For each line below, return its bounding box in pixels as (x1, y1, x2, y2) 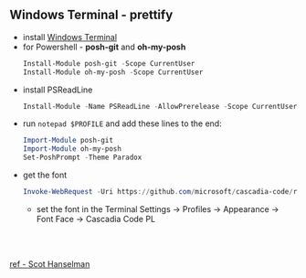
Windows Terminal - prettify (9, 7, 174, 23)
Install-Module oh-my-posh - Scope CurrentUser (22, 68, 204, 77)
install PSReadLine (22, 84, 93, 95)
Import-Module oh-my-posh (22, 144, 121, 154)
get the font (22, 169, 68, 181)
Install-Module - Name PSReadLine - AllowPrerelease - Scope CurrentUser (22, 102, 298, 111)
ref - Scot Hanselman (9, 258, 90, 269)
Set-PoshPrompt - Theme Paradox (22, 153, 142, 163)
